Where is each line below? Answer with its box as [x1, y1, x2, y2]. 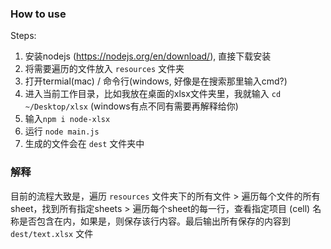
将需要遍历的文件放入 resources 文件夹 [24, 63, 185, 75]
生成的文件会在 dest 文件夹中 [24, 138, 145, 150]
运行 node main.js [24, 125, 100, 137]
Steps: [10, 30, 37, 42]
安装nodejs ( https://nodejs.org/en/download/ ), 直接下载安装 [24, 50, 272, 62]
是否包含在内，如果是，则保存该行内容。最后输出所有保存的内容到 [18, 215, 291, 227]
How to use [10, 7, 67, 21]
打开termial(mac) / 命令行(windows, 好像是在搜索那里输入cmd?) [24, 75, 288, 87]
